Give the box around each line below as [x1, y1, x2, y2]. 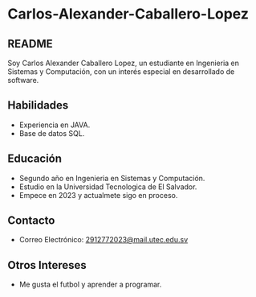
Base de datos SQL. [18, 128, 85, 138]
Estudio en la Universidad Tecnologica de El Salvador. [18, 182, 197, 192]
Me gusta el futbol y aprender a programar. [18, 279, 162, 290]
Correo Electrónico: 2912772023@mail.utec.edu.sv [18, 235, 189, 245]
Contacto [7, 214, 55, 228]
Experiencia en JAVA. [18, 120, 91, 130]
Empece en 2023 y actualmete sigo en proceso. [18, 190, 178, 200]
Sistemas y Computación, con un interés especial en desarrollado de [7, 67, 235, 76]
